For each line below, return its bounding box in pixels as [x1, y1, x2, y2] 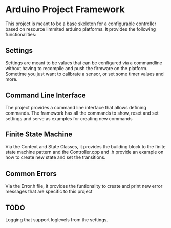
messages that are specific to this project [5, 188, 93, 195]
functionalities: [5, 31, 37, 37]
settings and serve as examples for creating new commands [5, 115, 133, 121]
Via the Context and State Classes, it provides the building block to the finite [5, 144, 166, 150]
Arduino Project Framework [5, 4, 125, 15]
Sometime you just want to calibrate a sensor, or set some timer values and [5, 71, 164, 77]
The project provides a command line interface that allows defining [5, 104, 147, 110]
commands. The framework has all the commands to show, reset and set [5, 110, 159, 116]
